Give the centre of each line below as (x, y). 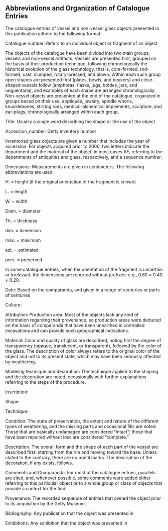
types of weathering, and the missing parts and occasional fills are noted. (81, 426)
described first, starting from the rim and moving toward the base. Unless (81, 452)
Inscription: (17, 392)
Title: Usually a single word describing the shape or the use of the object (80, 121)
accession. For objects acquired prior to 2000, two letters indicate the (77, 146)
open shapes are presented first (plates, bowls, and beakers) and (73, 79)
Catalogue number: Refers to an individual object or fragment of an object (81, 43)
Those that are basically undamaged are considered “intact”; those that (79, 432)
